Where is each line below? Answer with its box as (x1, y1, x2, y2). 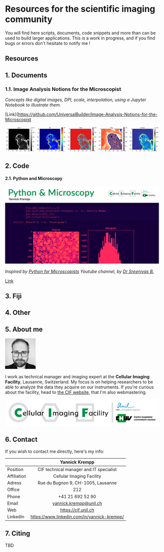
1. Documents (5, 71, 47, 79)
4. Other (5, 308, 31, 317)
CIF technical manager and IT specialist (37, 466, 117, 472)
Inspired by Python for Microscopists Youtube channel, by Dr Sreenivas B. (5, 268, 154, 274)
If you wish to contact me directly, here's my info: (5, 448, 104, 454)
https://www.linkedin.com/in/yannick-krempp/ (30, 514, 124, 520)
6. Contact (5, 435, 38, 444)
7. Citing (5, 530, 30, 538)
